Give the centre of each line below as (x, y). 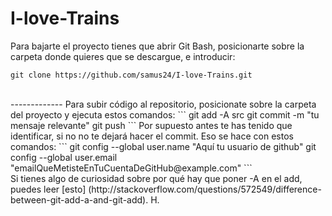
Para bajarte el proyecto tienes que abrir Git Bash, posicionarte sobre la (157, 46)
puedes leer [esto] (48, 189)
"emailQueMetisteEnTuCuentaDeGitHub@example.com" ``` (131, 168)
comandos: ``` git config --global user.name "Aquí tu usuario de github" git (163, 146)
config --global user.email (64, 157)
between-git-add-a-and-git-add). (79, 199)
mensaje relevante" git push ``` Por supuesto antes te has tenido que (151, 125)
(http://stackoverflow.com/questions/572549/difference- (205, 189)
